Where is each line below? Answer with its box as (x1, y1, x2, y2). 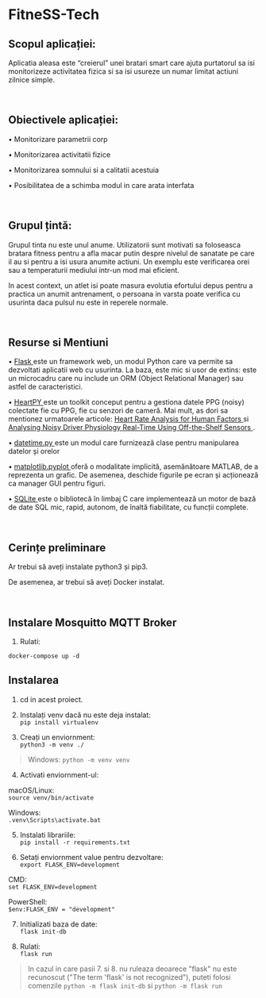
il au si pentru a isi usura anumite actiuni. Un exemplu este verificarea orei (8, 256, 250, 267)
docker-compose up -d (8, 652, 80, 660)
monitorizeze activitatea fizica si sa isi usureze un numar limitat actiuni (8, 67, 239, 76)
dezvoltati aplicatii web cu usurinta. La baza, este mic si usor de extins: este (8, 365, 257, 374)
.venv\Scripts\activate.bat (8, 816, 102, 824)
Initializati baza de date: (19, 919, 98, 929)
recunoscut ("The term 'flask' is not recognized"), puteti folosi (27, 972, 231, 981)
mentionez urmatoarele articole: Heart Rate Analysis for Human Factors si (8, 414, 249, 424)
